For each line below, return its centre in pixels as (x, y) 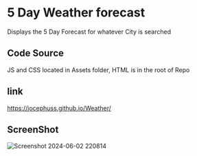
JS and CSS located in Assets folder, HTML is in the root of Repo (98, 69)
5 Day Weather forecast (76, 13)
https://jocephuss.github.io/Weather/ (59, 108)
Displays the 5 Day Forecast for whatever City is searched (89, 32)
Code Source (35, 53)
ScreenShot (33, 130)
